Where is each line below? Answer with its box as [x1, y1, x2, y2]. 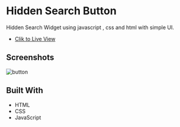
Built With [6, 85, 43, 96]
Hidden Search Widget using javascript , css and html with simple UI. [6, 24, 175, 31]
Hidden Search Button [6, 4, 117, 18]
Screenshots [6, 52, 54, 63]
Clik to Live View [14, 35, 56, 42]
